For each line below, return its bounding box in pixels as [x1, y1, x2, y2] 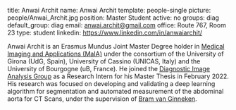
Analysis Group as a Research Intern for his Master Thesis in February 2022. [7, 72, 229, 80]
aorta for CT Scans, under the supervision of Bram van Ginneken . [7, 94, 197, 103]
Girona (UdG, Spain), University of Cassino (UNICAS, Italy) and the [7, 57, 201, 66]
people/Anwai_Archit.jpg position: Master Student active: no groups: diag [7, 13, 220, 22]
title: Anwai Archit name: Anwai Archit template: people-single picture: [7, 6, 211, 14]
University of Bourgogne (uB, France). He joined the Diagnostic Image [7, 65, 210, 73]
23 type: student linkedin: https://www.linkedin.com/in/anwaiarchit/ [7, 28, 203, 37]
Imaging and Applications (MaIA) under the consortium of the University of [7, 49, 224, 58]
